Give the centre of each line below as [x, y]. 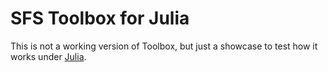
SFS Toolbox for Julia [100, 18]
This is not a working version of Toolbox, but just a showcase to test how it [164, 46]
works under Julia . [48, 56]
